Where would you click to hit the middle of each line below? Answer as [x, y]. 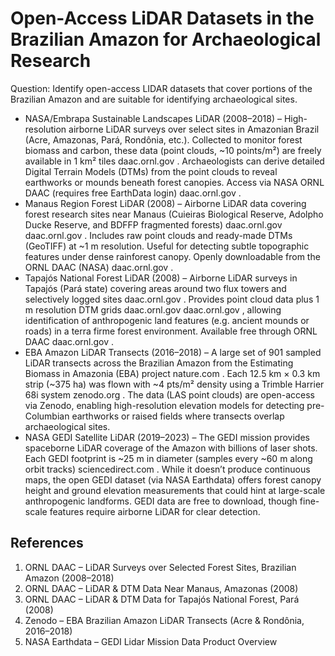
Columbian [47, 416]
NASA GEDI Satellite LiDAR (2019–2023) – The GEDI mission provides [167, 437]
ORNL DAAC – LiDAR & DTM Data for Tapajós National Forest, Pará [162, 599]
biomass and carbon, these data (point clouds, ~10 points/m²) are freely [173, 150]
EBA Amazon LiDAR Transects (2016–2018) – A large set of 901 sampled [173, 352]
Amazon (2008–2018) [69, 578]
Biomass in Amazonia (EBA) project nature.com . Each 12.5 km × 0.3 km [172, 373]
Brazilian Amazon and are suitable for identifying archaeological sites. [154, 99]
